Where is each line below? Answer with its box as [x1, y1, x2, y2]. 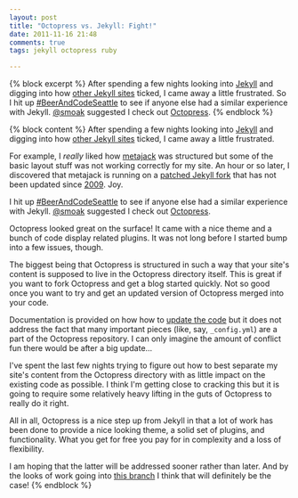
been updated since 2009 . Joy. [9, 179, 124, 190]
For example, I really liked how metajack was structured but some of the [9, 151, 274, 161]
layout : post [9, 12, 58, 22]
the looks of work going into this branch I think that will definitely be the [9, 470, 271, 481]
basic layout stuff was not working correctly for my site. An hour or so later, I [9, 160, 290, 171]
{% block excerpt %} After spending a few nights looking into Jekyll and [9, 78, 274, 89]
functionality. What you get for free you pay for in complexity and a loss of [9, 434, 282, 445]
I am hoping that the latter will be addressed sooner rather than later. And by [9, 461, 289, 472]
